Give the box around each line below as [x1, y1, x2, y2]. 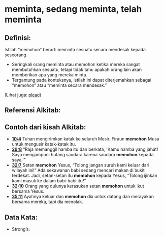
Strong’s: [11, 226, 30, 232]
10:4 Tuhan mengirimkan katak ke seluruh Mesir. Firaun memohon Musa [11, 136, 160, 142]
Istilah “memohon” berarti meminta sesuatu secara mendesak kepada [4, 47, 146, 52]
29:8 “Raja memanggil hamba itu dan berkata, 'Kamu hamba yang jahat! [11, 146, 158, 152]
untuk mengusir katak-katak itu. [11, 141, 76, 147]
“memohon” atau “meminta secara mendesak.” [11, 82, 107, 88]
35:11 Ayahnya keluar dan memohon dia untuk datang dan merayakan [11, 194, 154, 200]
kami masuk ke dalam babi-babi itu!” [11, 178, 86, 184]
